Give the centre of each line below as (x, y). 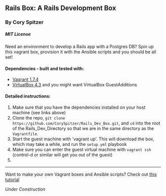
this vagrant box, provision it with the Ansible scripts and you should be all (81, 52)
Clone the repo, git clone (39, 118)
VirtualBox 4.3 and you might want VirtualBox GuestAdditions (75, 85)
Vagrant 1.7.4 (25, 79)
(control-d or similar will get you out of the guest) (62, 155)
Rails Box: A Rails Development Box (61, 8)
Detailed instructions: (28, 96)
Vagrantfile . (25, 133)
